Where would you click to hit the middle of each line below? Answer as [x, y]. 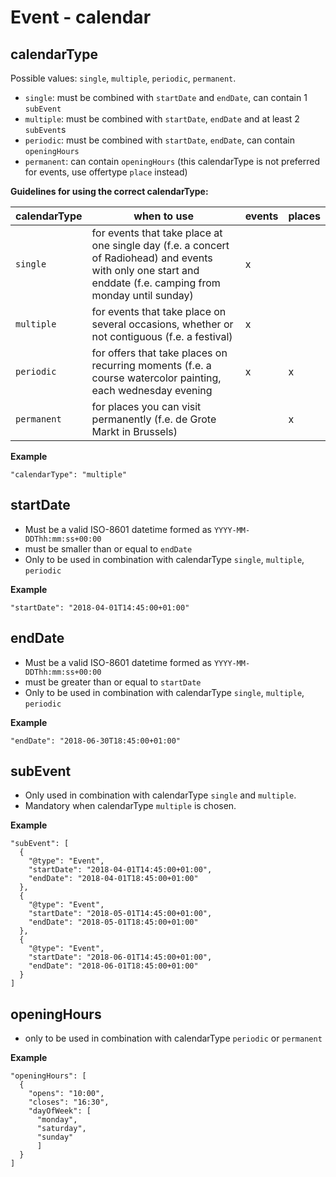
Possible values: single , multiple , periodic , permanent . [123, 78]
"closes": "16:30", [69, 1102]
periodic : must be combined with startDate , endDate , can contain [159, 140]
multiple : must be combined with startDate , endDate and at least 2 [162, 119]
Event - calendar [81, 17]
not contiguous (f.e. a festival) [162, 336]
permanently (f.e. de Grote [154, 419]
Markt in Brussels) [134, 431]
